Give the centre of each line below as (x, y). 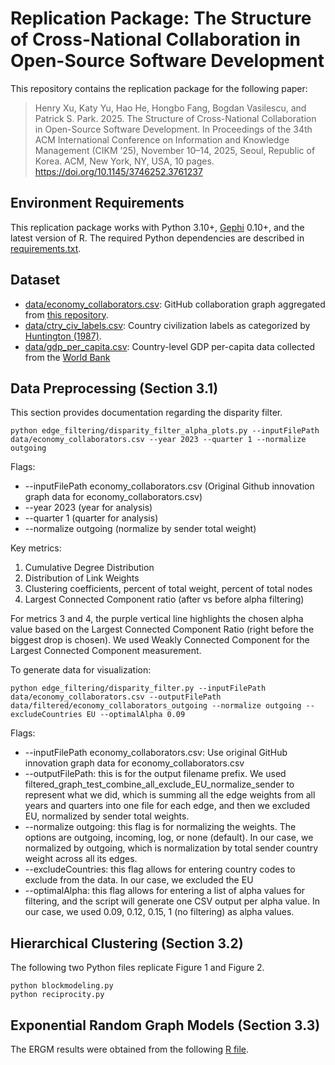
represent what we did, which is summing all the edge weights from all (170, 795)
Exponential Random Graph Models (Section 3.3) (165, 1025)
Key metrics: (36, 548)
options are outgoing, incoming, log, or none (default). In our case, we (169, 838)
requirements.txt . (46, 248)
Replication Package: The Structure (161, 18)
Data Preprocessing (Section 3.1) (114, 388)
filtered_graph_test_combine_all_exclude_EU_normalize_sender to (159, 784)
